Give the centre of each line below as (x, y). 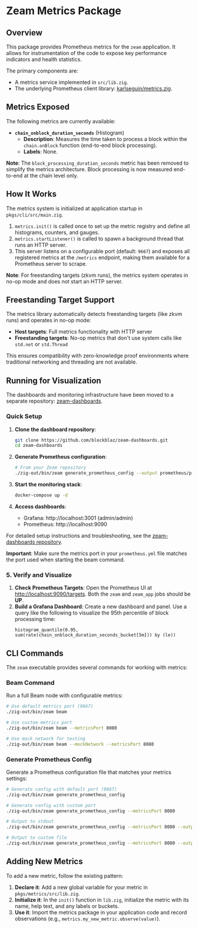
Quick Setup (24, 416)
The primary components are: (42, 71)
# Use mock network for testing (46, 739)
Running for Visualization (54, 380)
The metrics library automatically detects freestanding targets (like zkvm (94, 314)
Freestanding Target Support (60, 300)
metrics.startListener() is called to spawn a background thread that (99, 238)
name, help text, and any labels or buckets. (67, 906)
